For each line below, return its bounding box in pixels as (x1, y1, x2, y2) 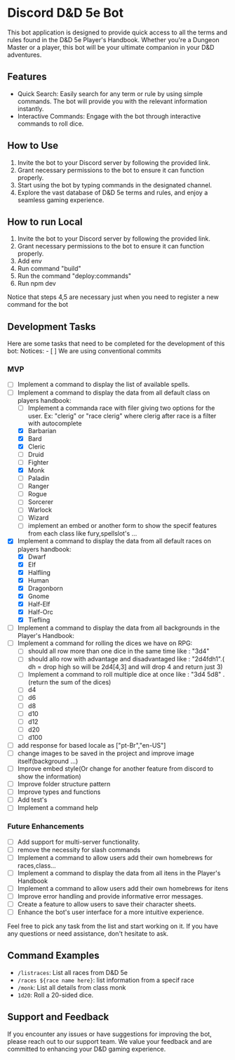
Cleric (27, 442, 46, 451)
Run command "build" (17, 265, 82, 273)
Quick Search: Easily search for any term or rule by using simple (17, 89, 203, 98)
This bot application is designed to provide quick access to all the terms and (7, 28, 228, 37)
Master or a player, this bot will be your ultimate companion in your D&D (7, 43, 215, 51)
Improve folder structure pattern (17, 780, 111, 788)
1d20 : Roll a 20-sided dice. (17, 991, 94, 999)
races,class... (17, 861, 56, 870)
